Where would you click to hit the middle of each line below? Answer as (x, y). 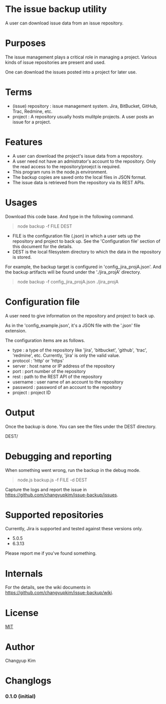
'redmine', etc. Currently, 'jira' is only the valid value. (66, 355)
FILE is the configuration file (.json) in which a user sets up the (77, 236)
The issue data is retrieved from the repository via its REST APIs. (79, 182)
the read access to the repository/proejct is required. (67, 166)
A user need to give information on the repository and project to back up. (80, 316)
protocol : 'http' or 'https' (38, 360)
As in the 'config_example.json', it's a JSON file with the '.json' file (73, 325)
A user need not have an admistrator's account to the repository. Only (84, 161)
